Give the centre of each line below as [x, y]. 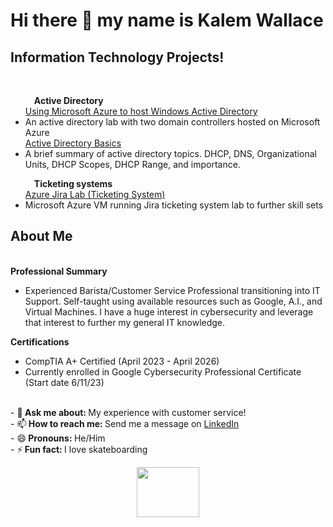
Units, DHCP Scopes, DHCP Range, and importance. [132, 164]
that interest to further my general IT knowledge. [125, 322]
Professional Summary [59, 271]
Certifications [40, 341]
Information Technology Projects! [117, 57]
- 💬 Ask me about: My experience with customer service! [128, 412]
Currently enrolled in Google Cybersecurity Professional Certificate [163, 371]
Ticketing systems [73, 183]
